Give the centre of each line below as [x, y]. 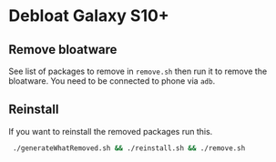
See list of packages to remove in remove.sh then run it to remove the [138, 71]
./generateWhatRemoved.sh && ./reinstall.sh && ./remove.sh [129, 148]
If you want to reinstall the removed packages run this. [111, 131]
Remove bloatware [63, 50]
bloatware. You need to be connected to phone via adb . [112, 81]
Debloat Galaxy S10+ [89, 16]
